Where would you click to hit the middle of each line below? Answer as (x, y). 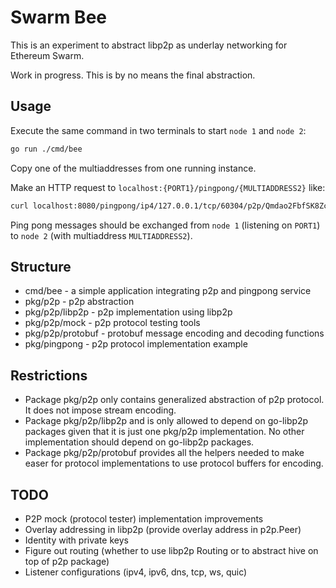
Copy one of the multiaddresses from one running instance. (133, 168)
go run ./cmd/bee (46, 149)
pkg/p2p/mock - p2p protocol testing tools (112, 323)
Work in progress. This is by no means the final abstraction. (133, 75)
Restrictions (49, 375)
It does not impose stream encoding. (100, 410)
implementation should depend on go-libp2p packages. (139, 442)
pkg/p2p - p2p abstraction (79, 302)
